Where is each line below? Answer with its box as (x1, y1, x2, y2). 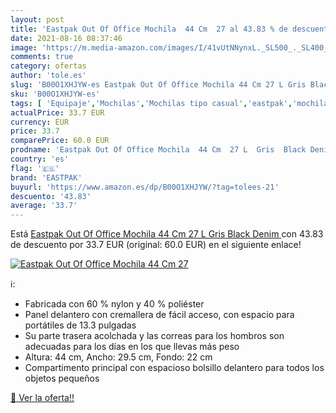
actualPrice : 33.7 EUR (10, 107, 105, 118)
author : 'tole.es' (10, 71, 87, 81)
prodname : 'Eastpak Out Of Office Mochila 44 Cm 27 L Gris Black (10, 145, 307, 155)
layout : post (10, 14, 65, 25)
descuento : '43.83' (10, 191, 92, 201)
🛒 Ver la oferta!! (10, 392, 75, 404)
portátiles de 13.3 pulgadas (24, 319, 137, 331)
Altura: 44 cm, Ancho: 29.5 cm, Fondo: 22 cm (24, 351, 213, 363)
